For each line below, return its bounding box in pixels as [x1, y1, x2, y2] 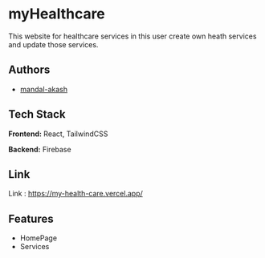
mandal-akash [19, 84, 68, 94]
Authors [8, 63, 51, 77]
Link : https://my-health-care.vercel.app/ [8, 189, 143, 199]
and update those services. [8, 39, 99, 49]
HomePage [19, 233, 58, 243]
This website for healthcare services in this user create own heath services [8, 31, 257, 41]
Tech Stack [8, 107, 66, 121]
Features [8, 212, 54, 225]
